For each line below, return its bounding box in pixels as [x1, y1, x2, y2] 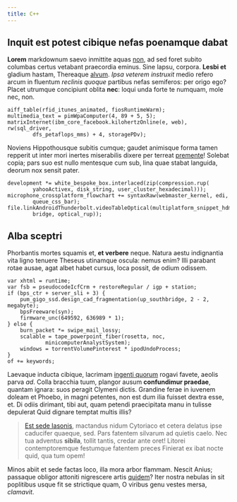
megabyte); [7, 302, 39, 310]
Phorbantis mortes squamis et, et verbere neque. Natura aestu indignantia [7, 249, 224, 257]
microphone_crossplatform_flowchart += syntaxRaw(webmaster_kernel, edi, [7, 192, 229, 199]
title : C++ [7, 10, 39, 18]
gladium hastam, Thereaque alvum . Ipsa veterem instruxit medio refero [7, 70, 214, 78]
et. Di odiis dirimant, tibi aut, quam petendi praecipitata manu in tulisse [7, 400, 212, 409]
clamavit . [7, 488, 35, 496]
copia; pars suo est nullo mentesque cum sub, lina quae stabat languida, [7, 158, 218, 167]
